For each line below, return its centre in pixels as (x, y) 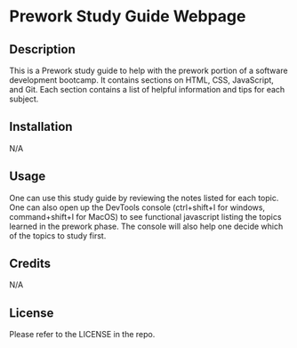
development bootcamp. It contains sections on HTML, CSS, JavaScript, (141, 80)
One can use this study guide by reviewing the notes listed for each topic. (144, 198)
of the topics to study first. (58, 235)
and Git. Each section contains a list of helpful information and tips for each (147, 89)
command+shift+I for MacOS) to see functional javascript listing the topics (145, 216)
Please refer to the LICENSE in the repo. (82, 335)
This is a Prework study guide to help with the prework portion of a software (148, 70)
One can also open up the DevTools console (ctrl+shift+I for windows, (137, 207)
